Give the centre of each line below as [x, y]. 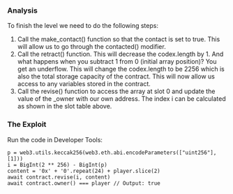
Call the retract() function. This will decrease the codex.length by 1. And [120, 54]
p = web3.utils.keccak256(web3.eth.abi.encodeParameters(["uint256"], [112, 153]
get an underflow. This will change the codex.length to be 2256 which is [121, 69]
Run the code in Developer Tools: [55, 139]
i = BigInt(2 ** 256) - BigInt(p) [58, 165]
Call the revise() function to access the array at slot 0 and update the [116, 91]
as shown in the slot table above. [65, 106]
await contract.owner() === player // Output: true [84, 183]
